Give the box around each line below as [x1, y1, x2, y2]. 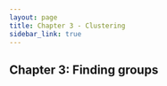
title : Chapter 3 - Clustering [9, 21, 126, 30]
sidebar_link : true [9, 29, 82, 38]
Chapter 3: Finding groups [9, 62, 159, 77]
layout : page [9, 12, 58, 22]
